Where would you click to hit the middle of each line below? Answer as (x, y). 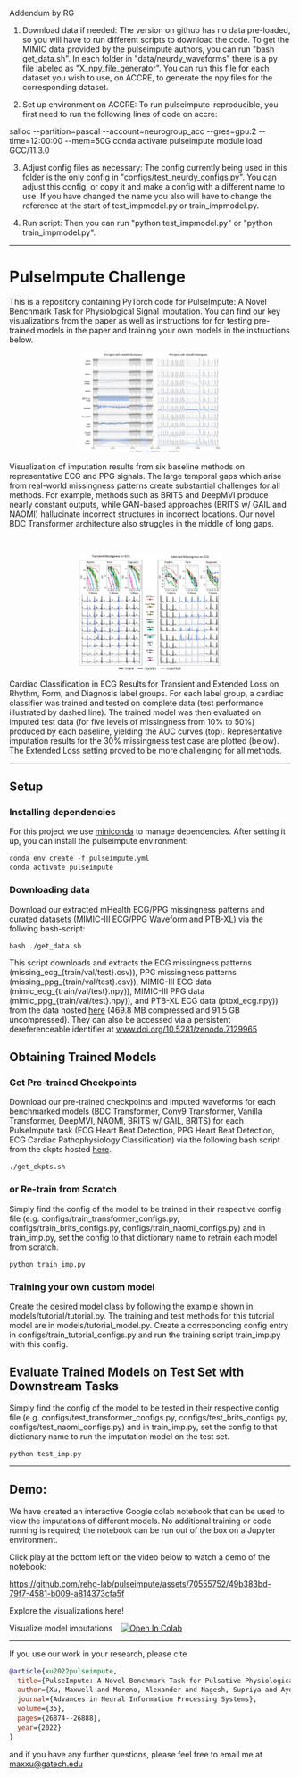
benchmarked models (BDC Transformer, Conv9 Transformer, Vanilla (136, 1111)
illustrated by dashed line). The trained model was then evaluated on (135, 712)
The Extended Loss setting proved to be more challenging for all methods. (146, 750)
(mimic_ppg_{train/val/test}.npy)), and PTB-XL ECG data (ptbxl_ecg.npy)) (144, 1000)
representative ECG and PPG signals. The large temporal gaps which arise (146, 476)
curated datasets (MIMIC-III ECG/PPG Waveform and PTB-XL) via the (136, 919)
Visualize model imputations (61, 1628)
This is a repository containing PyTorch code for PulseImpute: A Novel (138, 301)
